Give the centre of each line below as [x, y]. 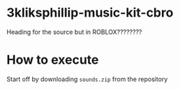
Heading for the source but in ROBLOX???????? [74, 32]
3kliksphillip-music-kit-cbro [90, 13]
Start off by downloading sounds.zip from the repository [87, 79]
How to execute [53, 60]
